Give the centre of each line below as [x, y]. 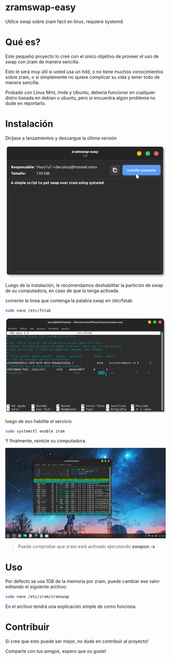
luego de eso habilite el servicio [39, 421]
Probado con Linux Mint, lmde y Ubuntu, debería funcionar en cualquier [80, 92]
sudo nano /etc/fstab [28, 311]
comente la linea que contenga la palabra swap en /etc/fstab [69, 300]
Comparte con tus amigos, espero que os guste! [56, 651]
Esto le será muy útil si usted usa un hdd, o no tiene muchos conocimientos [84, 72]
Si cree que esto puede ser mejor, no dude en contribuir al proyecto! [77, 641]
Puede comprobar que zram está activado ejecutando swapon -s [86, 547]
